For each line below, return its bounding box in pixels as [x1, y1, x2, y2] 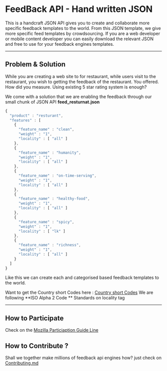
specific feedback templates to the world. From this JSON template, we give [5, 25, 161, 31]
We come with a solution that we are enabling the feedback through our [5, 93, 152, 99]
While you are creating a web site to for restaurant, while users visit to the [5, 73, 156, 79]
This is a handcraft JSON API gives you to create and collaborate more [5, 20, 150, 26]
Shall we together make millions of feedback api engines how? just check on [5, 355, 162, 361]
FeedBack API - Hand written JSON [5, 3, 153, 15]
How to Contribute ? [5, 342, 69, 350]
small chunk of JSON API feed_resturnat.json [5, 98, 100, 105]
